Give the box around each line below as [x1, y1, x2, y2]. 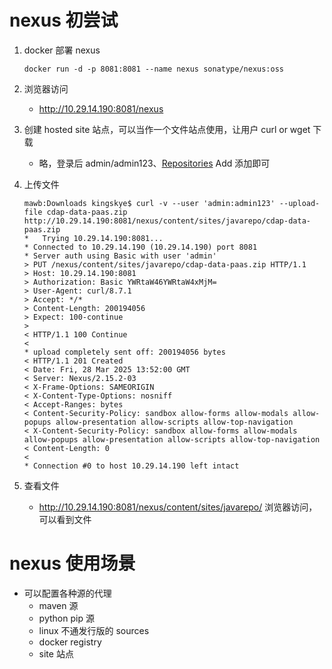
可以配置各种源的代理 [23, 587, 112, 599]
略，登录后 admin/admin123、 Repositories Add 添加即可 [38, 157, 271, 169]
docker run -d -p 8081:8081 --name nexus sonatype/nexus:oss [23, 64, 285, 74]
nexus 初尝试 [9, 9, 119, 32]
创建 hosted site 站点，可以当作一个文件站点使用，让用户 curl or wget [23, 123, 311, 135]
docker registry [38, 636, 102, 648]
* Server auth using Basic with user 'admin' [23, 251, 217, 261]
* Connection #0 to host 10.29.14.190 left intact [23, 461, 240, 471]
